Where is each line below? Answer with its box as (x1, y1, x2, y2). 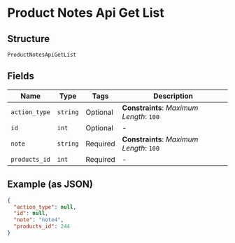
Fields (7, 70, 35, 82)
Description (153, 91, 194, 101)
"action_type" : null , (13, 203, 77, 211)
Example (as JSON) (7, 179, 93, 190)
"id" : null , (13, 210, 49, 217)
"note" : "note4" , (13, 216, 64, 223)
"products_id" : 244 (13, 223, 71, 230)
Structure (7, 33, 50, 45)
